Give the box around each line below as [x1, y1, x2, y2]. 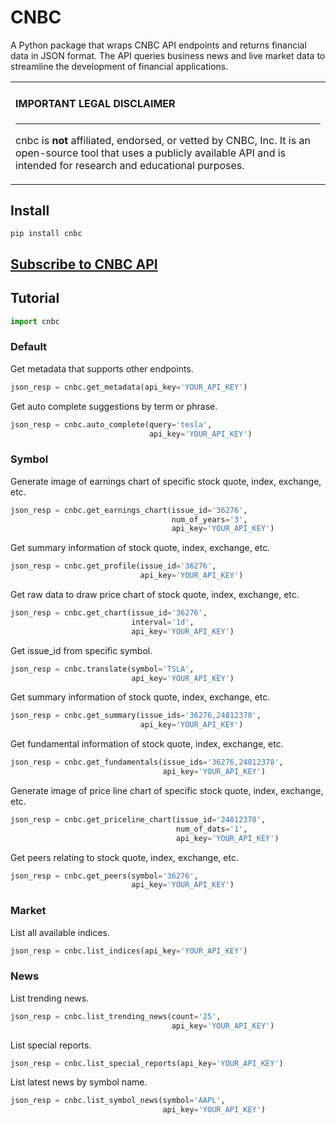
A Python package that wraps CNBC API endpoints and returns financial [10, 39, 307, 51]
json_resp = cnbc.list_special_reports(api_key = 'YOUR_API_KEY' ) [10, 1058, 284, 1068]
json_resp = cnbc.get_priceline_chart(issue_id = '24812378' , [10, 814, 267, 825]
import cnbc [10, 316, 60, 326]
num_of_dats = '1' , [175, 824, 248, 834]
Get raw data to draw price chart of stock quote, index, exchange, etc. [10, 589, 300, 601]
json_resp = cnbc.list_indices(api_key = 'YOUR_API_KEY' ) [10, 946, 248, 956]
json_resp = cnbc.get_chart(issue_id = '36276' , [10, 608, 208, 618]
